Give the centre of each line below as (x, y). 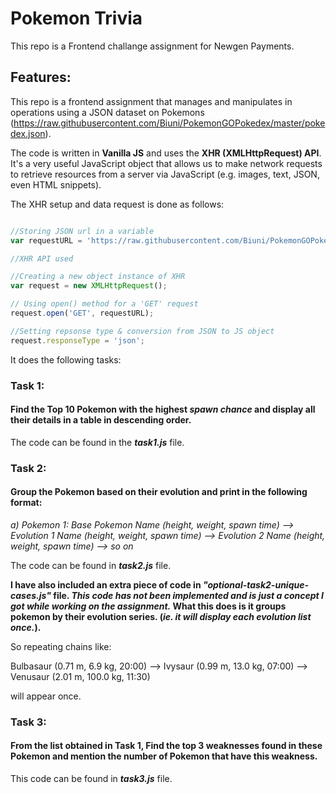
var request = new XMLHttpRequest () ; (89, 286)
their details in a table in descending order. (101, 420)
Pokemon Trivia (76, 18)
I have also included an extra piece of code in (106, 584)
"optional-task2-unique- (256, 584)
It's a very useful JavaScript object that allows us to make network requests (166, 163)
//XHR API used (42, 258)
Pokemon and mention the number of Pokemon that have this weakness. (164, 756)
